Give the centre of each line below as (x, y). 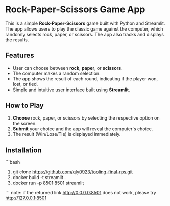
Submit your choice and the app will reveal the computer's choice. (83, 129)
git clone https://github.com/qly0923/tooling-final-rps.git (72, 172)
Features (20, 56)
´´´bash (13, 162)
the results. (17, 40)
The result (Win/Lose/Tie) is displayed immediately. (67, 134)
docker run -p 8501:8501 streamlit (48, 183)
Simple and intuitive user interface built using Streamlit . (71, 90)
